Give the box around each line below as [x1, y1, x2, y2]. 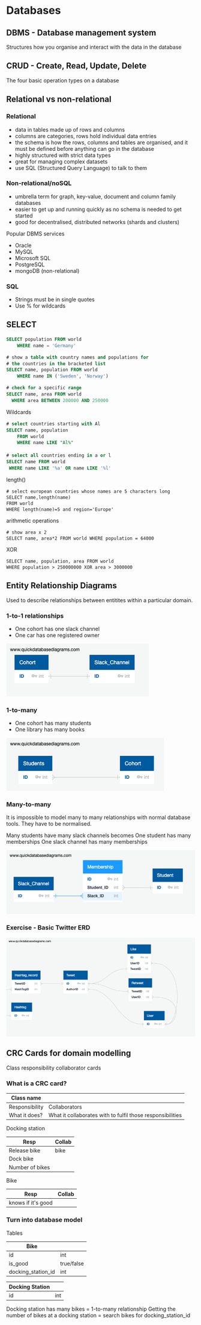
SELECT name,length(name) [6, 494, 71, 501]
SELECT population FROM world [6, 336, 82, 343]
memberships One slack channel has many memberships [6, 838, 148, 845]
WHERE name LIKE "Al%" [17, 440, 74, 446]
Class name [11, 1094, 41, 1101]
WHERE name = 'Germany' [17, 343, 77, 349]
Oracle [14, 242, 32, 249]
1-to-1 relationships [6, 611, 64, 620]
